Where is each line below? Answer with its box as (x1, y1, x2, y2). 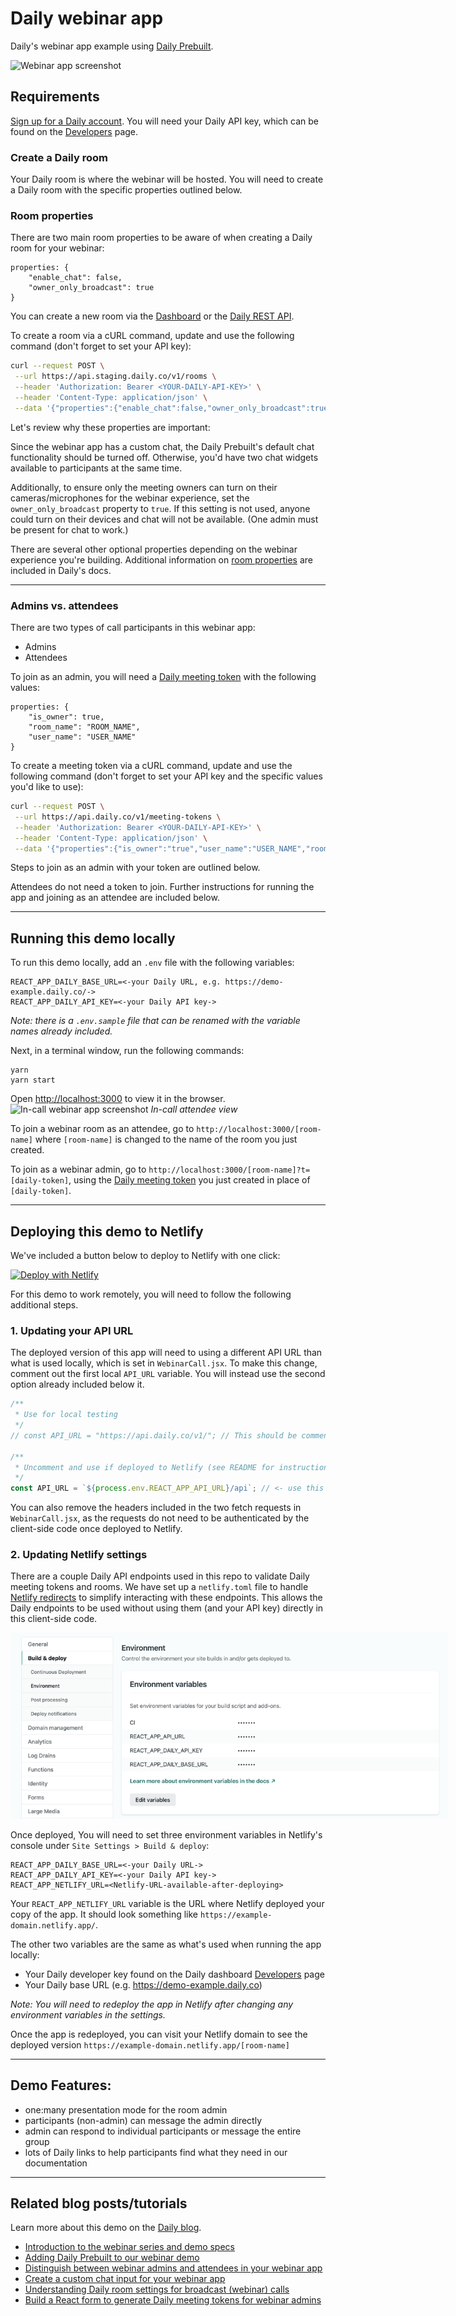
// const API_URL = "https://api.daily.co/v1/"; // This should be (10, 1430, 298, 1441)
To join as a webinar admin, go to (10, 1163, 147, 1176)
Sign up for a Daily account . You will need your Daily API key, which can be (10, 115, 319, 127)
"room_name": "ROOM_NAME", (28, 722, 141, 732)
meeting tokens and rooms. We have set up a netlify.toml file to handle (10, 1581, 309, 1593)
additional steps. (10, 1299, 79, 1311)
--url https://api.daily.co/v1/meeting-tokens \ (14, 812, 222, 822)
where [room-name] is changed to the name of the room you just (34, 1133, 298, 1146)
